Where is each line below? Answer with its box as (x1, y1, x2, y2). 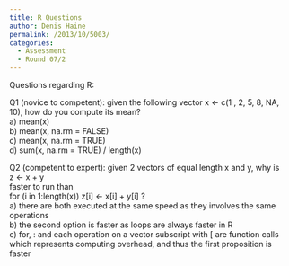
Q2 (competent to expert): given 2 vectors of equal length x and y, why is (9, 163, 280, 173)
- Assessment (17, 47, 66, 56)
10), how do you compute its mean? (9, 107, 141, 117)
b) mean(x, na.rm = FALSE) (9, 126, 109, 136)
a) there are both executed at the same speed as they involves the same (9, 200, 276, 211)
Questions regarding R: (9, 80, 94, 90)
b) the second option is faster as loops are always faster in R (9, 219, 233, 230)
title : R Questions (9, 13, 83, 22)
